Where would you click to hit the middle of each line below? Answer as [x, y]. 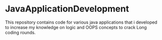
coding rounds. [20, 32]
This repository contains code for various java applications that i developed [81, 22]
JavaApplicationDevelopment [67, 9]
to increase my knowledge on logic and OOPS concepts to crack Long [76, 27]
